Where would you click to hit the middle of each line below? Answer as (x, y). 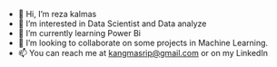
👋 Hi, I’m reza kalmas (57, 14)
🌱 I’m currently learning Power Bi (79, 33)
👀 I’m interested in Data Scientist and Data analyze (112, 24)
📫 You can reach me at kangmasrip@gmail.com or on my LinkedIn (143, 53)
